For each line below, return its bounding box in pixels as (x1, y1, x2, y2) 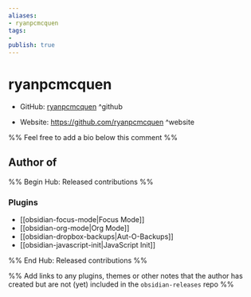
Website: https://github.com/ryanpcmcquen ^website (19, 117, 195, 127)
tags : (8, 26, 26, 34)
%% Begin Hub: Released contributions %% (8, 177, 154, 186)
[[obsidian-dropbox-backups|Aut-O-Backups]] (19, 232, 174, 241)
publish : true (8, 41, 56, 49)
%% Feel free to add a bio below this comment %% (8, 133, 178, 143)
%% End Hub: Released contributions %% (8, 256, 147, 265)
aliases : (8, 11, 37, 20)
